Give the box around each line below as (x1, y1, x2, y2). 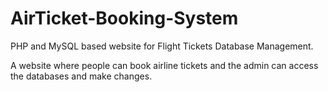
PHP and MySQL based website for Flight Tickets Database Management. (10, 40, 314, 52)
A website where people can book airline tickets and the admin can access (10, 59, 319, 71)
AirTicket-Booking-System (10, 7, 239, 30)
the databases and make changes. (10, 70, 153, 82)
